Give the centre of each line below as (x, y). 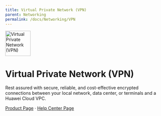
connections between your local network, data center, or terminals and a (81, 93)
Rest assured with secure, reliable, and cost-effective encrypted (72, 88)
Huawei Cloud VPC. (26, 98)
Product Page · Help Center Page (40, 108)
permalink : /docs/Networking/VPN (40, 19)
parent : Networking (26, 15)
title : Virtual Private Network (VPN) (46, 10)
